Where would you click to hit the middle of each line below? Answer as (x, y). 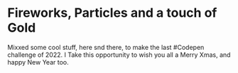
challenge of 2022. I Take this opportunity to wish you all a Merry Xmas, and (119, 55)
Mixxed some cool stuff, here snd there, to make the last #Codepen (106, 47)
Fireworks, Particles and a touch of (112, 13)
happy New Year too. (38, 62)
